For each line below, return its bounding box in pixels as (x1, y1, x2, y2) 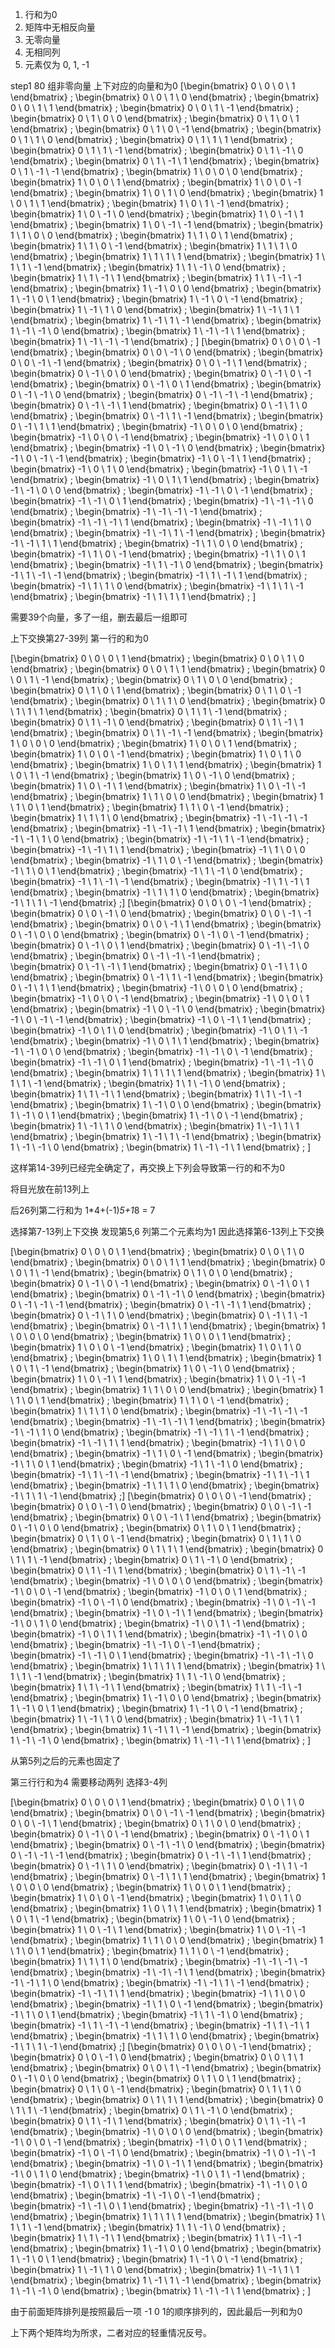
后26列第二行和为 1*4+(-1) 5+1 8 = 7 (10, 1204, 156, 1216)
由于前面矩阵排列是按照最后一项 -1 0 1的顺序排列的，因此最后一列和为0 (10, 2306, 303, 2317)
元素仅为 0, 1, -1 (24, 59, 90, 70)
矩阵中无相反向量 (24, 21, 96, 33)
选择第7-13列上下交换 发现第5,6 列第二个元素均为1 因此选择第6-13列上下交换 (10, 1226, 325, 1237)
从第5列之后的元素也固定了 (10, 1755, 122, 1767)
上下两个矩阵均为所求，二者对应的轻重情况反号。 (10, 2327, 212, 2338)
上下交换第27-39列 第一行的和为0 (10, 633, 149, 644)
